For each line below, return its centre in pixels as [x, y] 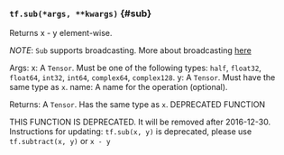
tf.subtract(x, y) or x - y [60, 141]
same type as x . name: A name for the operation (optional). [119, 87]
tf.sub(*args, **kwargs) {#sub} [80, 14]
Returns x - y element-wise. [61, 33]
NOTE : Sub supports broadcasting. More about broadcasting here [131, 50]
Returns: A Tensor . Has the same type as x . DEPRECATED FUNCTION [137, 105]
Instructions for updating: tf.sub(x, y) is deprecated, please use [131, 132]
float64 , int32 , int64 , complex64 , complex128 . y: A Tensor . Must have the [142, 77]
